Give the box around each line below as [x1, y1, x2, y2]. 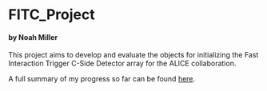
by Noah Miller [8, 32, 58, 42]
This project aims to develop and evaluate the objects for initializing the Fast [8, 50, 259, 60]
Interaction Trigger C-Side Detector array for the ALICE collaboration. [8, 58, 237, 69]
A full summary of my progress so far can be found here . [8, 74, 196, 84]
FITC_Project [8, 6, 96, 24]
